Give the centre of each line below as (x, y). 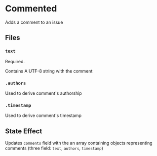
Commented (31, 9)
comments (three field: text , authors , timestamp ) (54, 148)
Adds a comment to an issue (34, 22)
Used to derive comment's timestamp (43, 116)
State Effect (24, 131)
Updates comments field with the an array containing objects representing (79, 143)
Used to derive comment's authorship (44, 93)
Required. (15, 61)
